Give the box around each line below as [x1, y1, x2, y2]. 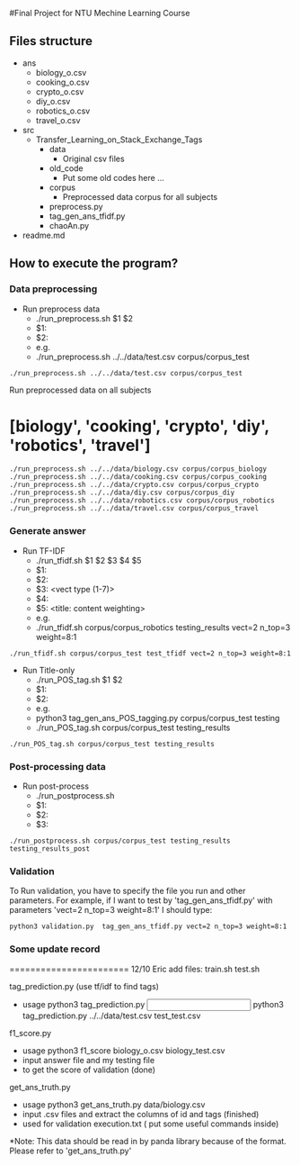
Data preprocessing [9, 283, 98, 295]
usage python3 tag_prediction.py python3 [22, 998, 285, 1009]
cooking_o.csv [35, 77, 90, 87]
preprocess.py [49, 201, 103, 212]
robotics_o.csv [35, 105, 91, 116]
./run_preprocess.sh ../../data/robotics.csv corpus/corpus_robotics [9, 496, 276, 505]
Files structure [9, 33, 93, 49]
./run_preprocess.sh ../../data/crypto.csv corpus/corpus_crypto [9, 481, 259, 490]
